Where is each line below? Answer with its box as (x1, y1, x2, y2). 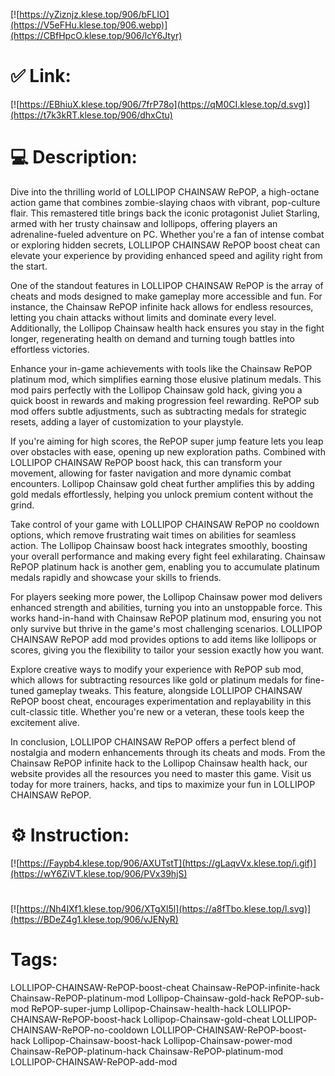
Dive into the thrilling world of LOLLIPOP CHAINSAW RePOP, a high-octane (10, 185, 320, 198)
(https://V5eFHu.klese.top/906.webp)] (10, 19, 168, 31)
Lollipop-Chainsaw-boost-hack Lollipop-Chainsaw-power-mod (32, 1034, 293, 1046)
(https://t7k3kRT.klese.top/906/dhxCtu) (10, 109, 173, 121)
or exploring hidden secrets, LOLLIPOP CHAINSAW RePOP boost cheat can (10, 239, 321, 251)
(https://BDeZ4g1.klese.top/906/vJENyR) (10, 914, 179, 925)
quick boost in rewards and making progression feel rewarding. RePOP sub (10, 394, 320, 406)
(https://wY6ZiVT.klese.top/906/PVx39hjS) (10, 867, 188, 879)
